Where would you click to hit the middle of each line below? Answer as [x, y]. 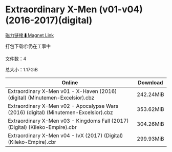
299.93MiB [150, 139]
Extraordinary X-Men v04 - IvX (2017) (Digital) [66, 136]
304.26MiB [150, 124]
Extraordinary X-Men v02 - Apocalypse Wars [63, 106]
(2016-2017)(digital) [49, 20]
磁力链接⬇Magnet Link [30, 35]
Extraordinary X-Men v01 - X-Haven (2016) [62, 91]
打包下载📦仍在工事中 [28, 46]
